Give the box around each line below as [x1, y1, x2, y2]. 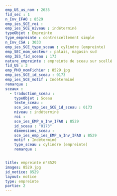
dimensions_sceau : [14, 128, 55, 133]
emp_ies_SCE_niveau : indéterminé [5, 26, 77, 31]
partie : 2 [5, 183, 26, 188]
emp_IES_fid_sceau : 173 [5, 53, 57, 59]
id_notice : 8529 [5, 169, 39, 174]
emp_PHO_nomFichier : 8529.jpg [5, 68, 70, 73]
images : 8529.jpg [5, 164, 41, 170]
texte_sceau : [14, 100, 43, 105]
